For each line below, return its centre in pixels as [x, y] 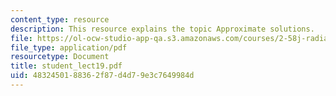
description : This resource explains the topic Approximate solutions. [162, 29]
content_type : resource [60, 19]
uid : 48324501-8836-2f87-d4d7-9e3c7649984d [102, 76]
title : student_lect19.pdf [66, 66]
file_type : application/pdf [69, 47]
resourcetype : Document [60, 57]
